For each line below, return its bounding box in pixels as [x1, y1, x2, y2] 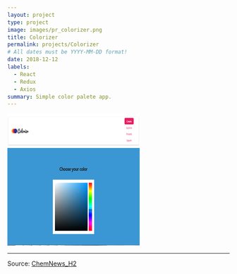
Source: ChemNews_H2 [7, 259, 77, 268]
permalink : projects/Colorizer [7, 41, 99, 49]
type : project [7, 18, 49, 26]
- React [13, 70, 37, 77]
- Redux [13, 78, 37, 85]
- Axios [13, 85, 37, 93]
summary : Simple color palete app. [7, 93, 112, 100]
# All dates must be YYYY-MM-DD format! [7, 49, 128, 56]
